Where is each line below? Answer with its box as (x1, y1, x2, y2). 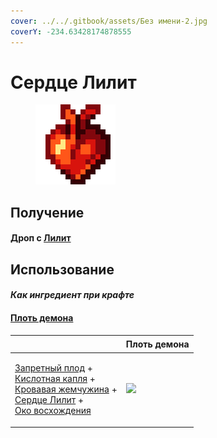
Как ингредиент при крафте (10, 289, 135, 301)
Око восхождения (14, 405, 92, 417)
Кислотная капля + (14, 373, 96, 385)
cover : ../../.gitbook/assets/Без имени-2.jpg (10, 16, 208, 26)
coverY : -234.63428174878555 (10, 26, 132, 37)
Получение (10, 204, 85, 221)
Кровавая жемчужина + (14, 383, 118, 395)
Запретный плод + (14, 362, 93, 374)
